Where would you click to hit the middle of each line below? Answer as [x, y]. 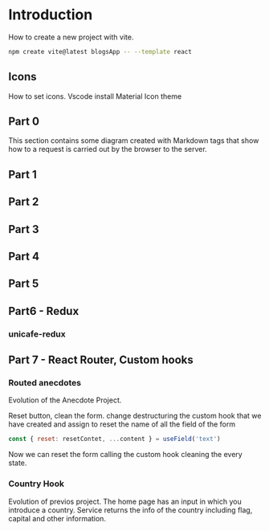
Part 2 [24, 202]
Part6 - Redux [44, 311]
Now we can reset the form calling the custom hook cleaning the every [125, 455]
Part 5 [24, 284]
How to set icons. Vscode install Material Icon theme [95, 96]
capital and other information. [57, 518]
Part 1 [23, 174]
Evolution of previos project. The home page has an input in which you [125, 501]
